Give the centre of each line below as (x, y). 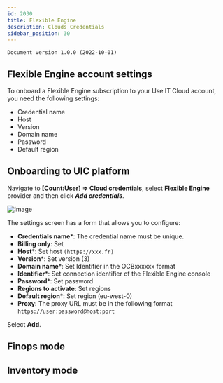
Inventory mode (43, 370)
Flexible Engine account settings (80, 74)
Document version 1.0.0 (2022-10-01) (62, 53)
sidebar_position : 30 (39, 33)
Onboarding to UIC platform (69, 172)
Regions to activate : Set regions (64, 288)
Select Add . (24, 324)
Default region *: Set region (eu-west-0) (75, 296)
